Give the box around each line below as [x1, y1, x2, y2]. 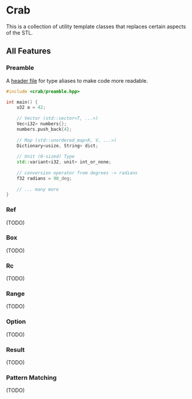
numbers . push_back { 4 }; [16, 126, 72, 132]
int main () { [6, 99, 38, 105]
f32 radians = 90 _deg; [16, 175, 72, 181]
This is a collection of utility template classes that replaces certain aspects [6, 23, 186, 30]
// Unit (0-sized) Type [16, 154, 75, 160]
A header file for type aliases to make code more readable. [6, 77, 149, 84]
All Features [6, 46, 51, 56]
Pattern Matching [6, 373, 57, 381]
